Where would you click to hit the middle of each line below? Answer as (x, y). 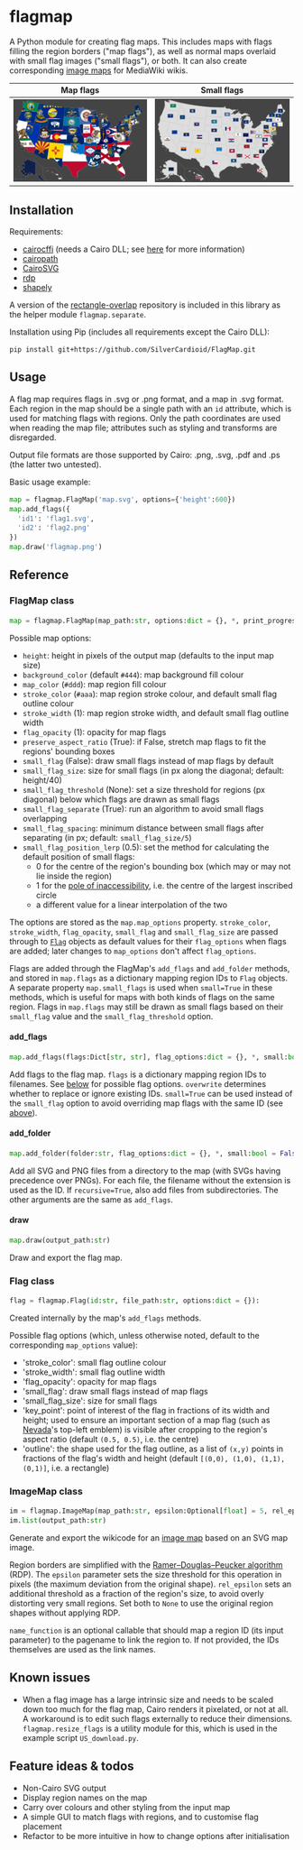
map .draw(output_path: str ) (60, 1240)
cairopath (40, 258)
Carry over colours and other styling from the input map (126, 1807)
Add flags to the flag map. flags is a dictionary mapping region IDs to (138, 1074)
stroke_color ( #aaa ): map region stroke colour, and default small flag (150, 694)
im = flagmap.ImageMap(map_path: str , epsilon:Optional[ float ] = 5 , (139, 1511)
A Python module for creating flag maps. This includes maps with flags (141, 41)
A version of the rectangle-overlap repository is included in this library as (145, 305)
